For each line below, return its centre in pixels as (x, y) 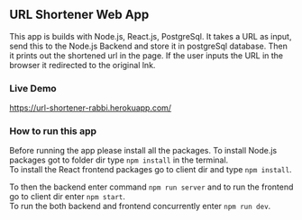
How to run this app (53, 131)
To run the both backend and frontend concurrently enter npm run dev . (140, 207)
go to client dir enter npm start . (68, 197)
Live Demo (33, 88)
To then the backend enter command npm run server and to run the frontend (151, 187)
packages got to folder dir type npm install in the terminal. (119, 160)
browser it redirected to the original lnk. (82, 65)
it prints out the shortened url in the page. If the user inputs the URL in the (146, 55)
